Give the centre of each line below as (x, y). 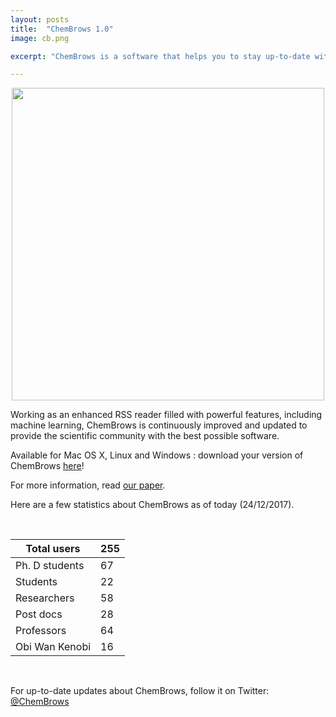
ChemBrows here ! (47, 466)
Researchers (45, 598)
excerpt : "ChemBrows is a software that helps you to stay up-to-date (160, 56)
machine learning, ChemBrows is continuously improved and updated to (159, 425)
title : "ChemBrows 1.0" (62, 29)
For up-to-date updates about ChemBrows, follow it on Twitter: (140, 691)
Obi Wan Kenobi (53, 647)
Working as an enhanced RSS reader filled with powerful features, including (166, 415)
